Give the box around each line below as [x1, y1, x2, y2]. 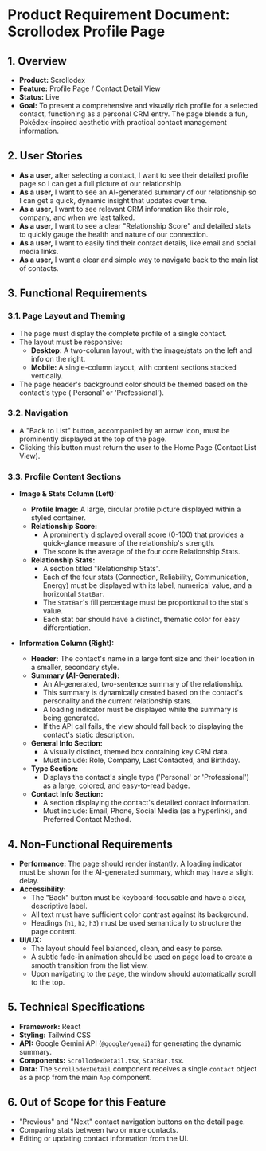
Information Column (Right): [18, 639, 115, 648]
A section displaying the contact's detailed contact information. [42, 798, 251, 808]
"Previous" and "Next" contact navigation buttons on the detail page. [18, 1117, 246, 1126]
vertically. [30, 370, 63, 380]
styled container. [30, 513, 87, 523]
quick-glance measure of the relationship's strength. [42, 538, 215, 548]
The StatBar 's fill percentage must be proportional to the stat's [42, 597, 249, 607]
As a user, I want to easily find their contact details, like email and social [18, 237, 256, 248]
